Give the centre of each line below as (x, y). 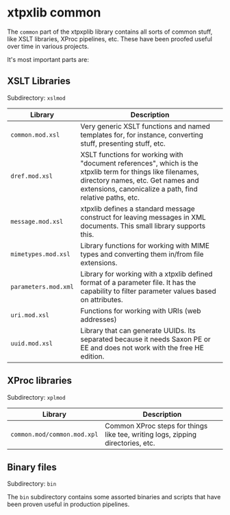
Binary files (32, 467)
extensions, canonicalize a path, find (139, 189)
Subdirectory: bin (32, 484)
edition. (92, 356)
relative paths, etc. (110, 197)
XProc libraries (40, 381)
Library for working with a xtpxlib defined (146, 274)
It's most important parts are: (48, 59)
